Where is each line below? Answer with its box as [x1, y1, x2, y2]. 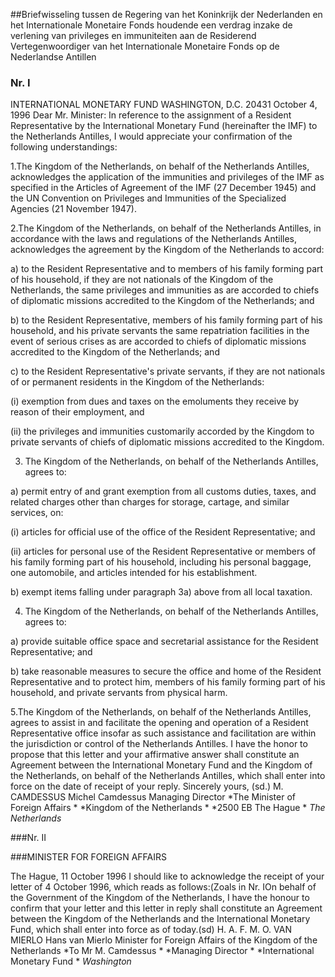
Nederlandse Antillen [10, 51, 97, 63]
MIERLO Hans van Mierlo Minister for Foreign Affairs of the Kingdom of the [10, 934, 318, 946]
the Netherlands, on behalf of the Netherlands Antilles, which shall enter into [10, 770, 326, 782]
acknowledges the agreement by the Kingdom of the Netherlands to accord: [10, 244, 325, 256]
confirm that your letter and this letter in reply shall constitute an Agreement [10, 902, 323, 914]
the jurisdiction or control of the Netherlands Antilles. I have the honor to [10, 738, 308, 750]
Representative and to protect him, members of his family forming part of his [10, 676, 326, 688]
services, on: [10, 507, 64, 519]
